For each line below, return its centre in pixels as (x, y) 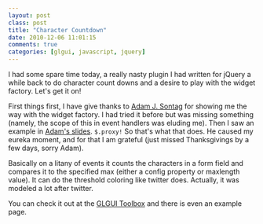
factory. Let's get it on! (45, 91)
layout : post (29, 15)
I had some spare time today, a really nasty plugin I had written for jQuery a (130, 74)
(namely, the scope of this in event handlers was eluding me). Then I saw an (131, 123)
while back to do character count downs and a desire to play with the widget (132, 83)
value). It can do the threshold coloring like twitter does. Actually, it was (124, 180)
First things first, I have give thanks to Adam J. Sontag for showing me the (128, 106)
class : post (27, 23)
